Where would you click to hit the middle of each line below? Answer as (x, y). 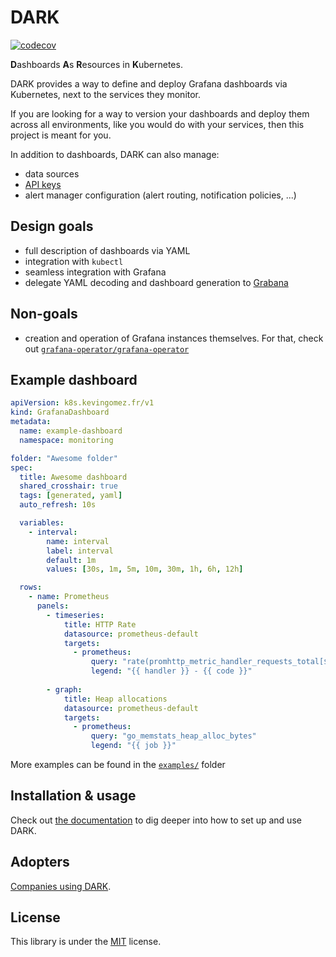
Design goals (52, 226)
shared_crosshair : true (68, 486)
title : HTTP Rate (100, 624)
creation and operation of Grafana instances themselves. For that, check (174, 338)
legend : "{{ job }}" (133, 746)
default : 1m (71, 560)
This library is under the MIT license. (86, 942)
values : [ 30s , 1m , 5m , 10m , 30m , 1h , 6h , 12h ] (145, 569)
